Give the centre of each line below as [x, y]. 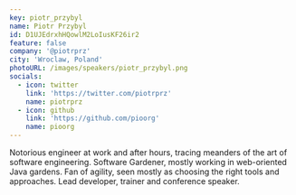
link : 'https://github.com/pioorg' [93, 118]
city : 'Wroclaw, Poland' [56, 60]
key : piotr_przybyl [46, 18]
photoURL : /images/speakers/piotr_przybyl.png [99, 69]
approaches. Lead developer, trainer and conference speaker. [124, 181]
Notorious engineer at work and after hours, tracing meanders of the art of [148, 153]
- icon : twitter [48, 85]
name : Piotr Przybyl [48, 26]
